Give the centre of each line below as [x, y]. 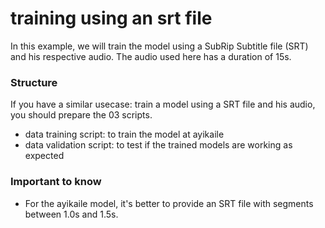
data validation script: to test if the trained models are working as [158, 145]
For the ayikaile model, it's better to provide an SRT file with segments [169, 203]
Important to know [56, 182]
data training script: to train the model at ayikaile [124, 134]
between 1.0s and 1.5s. [71, 214]
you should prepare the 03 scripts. [81, 115]
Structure [34, 82]
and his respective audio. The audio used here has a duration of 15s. [151, 56]
